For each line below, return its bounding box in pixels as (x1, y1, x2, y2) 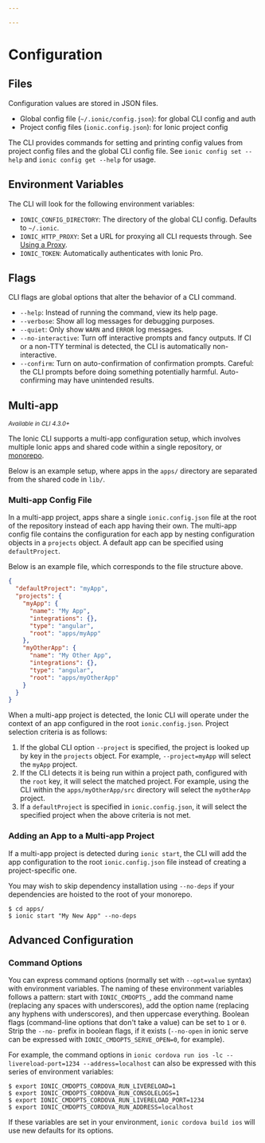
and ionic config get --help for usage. (24, 155, 157, 164)
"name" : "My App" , (29, 607, 91, 615)
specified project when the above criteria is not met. (19, 811, 191, 820)
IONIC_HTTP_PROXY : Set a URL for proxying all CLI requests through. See (19, 231, 252, 241)
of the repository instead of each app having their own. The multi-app (8, 521, 237, 531)
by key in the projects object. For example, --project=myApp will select (19, 751, 251, 761)
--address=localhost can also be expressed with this (83, 1059, 257, 1068)
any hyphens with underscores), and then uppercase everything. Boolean (8, 1009, 249, 1019)
